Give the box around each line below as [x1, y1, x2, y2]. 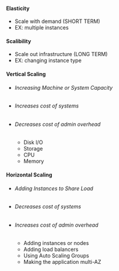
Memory [23, 158, 44, 165]
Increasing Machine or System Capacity [14, 84, 113, 91]
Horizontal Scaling [6, 171, 52, 178]
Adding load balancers [23, 246, 78, 253]
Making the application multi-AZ [23, 259, 101, 266]
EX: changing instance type [14, 57, 82, 64]
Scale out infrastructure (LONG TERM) [14, 51, 108, 58]
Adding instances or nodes [23, 240, 90, 247]
